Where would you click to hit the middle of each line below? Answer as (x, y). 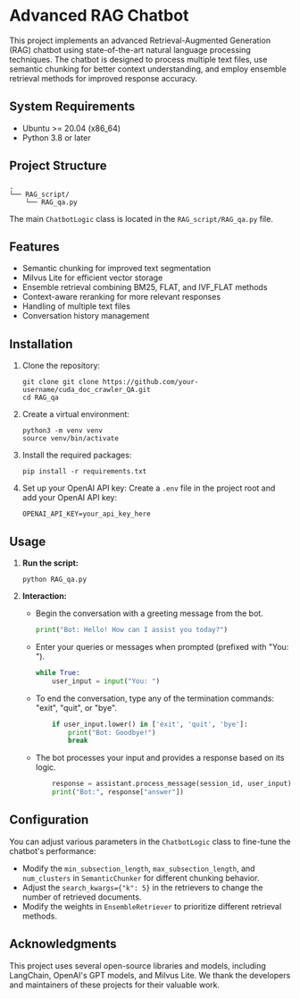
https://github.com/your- (150, 382)
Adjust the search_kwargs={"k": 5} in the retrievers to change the (142, 887)
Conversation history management (86, 316)
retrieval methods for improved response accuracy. (104, 78)
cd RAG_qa (41, 398)
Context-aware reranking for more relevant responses (121, 297)
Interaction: (44, 596)
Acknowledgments (63, 944)
